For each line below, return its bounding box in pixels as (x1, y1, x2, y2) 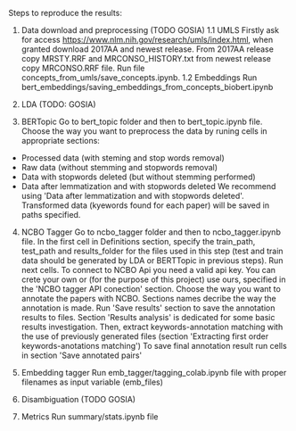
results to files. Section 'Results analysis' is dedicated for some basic (21, 312, 275, 322)
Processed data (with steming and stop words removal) (21, 153, 225, 163)
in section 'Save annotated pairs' (21, 350, 143, 361)
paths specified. (21, 210, 81, 220)
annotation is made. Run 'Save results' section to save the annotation (21, 303, 275, 313)
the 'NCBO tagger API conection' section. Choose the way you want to (21, 284, 282, 294)
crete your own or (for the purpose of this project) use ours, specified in (21, 274, 286, 285)
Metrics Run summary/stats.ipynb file (21, 411, 159, 422)
